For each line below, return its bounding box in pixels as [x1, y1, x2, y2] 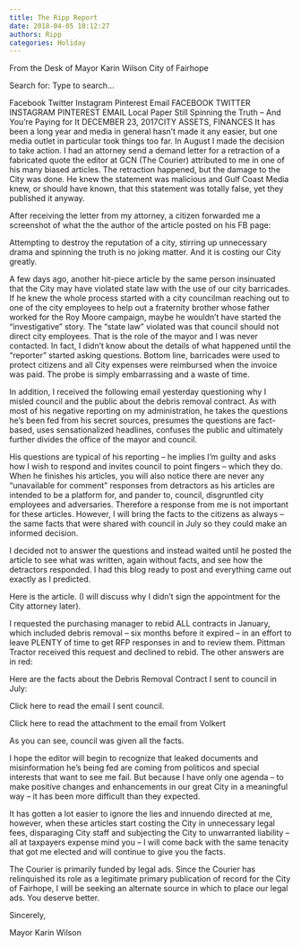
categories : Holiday [9, 38, 87, 48]
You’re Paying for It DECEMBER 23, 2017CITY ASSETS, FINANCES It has [9, 117, 276, 127]
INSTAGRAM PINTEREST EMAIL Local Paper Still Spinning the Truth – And [9, 107, 282, 118]
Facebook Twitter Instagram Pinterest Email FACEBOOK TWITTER [9, 98, 251, 109]
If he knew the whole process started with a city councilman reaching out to [9, 293, 289, 303]
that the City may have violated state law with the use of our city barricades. [9, 284, 291, 294]
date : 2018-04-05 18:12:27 [9, 22, 110, 31]
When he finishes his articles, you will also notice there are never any [9, 470, 264, 481]
